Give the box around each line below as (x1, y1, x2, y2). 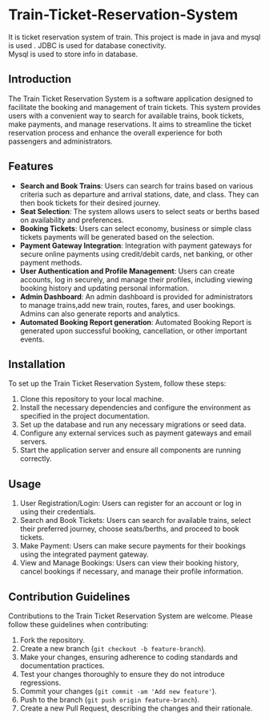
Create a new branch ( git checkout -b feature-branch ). (19, 644, 207, 653)
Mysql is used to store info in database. (8, 49, 139, 59)
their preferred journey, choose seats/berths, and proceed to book (19, 524, 239, 534)
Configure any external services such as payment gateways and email (19, 428, 252, 438)
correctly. (19, 454, 52, 464)
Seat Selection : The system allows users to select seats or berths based (19, 206, 260, 216)
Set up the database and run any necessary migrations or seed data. (19, 419, 247, 430)
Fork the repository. (19, 635, 86, 645)
